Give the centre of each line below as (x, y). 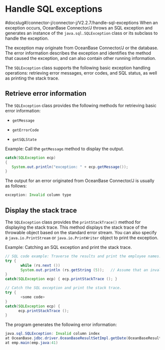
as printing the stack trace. (32, 78)
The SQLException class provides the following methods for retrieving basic (81, 105)
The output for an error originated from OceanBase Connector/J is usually (80, 181)
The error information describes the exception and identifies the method (78, 53)
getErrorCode (26, 130)
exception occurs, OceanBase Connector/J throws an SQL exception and (79, 27)
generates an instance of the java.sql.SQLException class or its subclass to (82, 33)
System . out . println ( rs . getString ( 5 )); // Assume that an (84, 270)
